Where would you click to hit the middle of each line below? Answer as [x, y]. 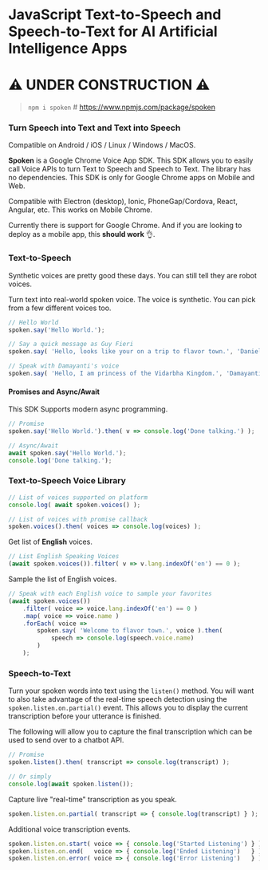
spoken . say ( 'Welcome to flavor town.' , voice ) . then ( [130, 631]
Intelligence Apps [68, 49]
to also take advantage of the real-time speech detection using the [118, 699]
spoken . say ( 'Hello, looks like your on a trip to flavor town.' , [121, 352]
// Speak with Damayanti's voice [64, 366]
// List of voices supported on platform [78, 497]
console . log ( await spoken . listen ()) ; [71, 784]
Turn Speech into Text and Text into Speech [95, 128]
